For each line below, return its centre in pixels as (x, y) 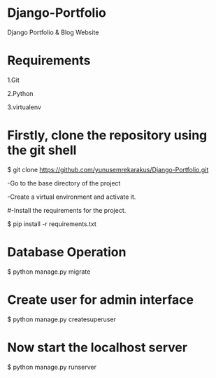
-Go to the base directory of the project (64, 183)
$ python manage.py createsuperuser (62, 319)
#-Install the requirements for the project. (67, 210)
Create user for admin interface (101, 300)
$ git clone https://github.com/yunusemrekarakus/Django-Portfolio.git (108, 169)
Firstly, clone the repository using (107, 135)
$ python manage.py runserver (52, 367)
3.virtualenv (24, 107)
